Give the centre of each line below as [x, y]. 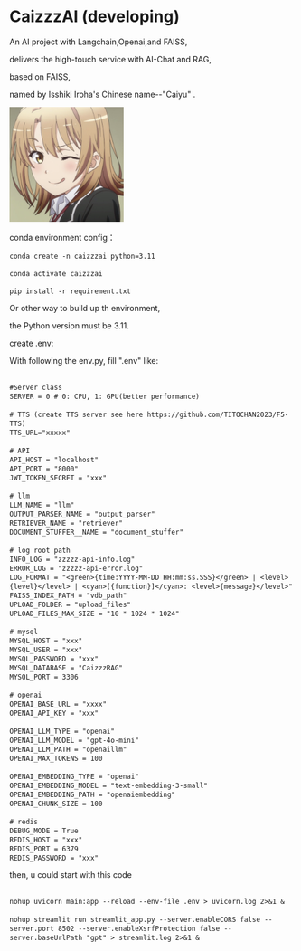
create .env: [32, 343]
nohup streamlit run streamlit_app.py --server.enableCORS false [135, 919]
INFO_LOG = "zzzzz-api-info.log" [72, 559]
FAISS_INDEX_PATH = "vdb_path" [68, 595]
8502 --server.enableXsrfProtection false [139, 928]
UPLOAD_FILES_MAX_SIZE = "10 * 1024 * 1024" [94, 613]
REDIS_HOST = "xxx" [46, 840]
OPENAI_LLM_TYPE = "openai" [62, 731]
